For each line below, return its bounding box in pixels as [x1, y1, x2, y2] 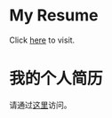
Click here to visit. [9, 35, 76, 45]
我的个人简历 [9, 68, 104, 89]
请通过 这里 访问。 [9, 99, 72, 110]
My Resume [9, 5, 99, 26]
